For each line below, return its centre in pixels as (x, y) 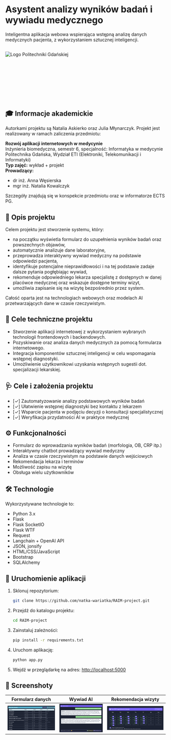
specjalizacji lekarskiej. (37, 369)
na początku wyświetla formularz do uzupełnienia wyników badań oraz (87, 239)
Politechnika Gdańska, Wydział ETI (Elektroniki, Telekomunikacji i (73, 154)
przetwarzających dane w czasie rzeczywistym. (55, 303)
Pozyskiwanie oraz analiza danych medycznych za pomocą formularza (87, 342)
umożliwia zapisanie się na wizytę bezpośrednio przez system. (79, 288)
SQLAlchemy (26, 563)
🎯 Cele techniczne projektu (49, 319)
